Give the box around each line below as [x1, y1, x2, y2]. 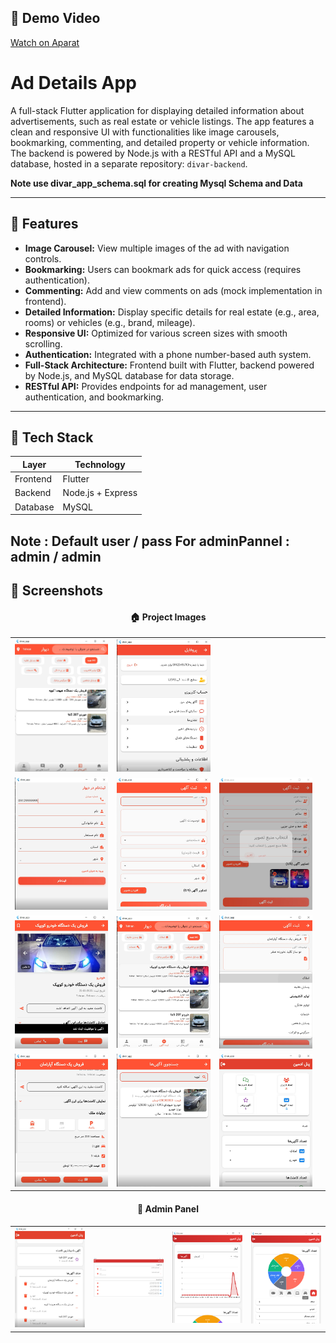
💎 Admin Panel [137, 1203, 199, 1215]
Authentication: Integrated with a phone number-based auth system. [24, 348, 312, 360]
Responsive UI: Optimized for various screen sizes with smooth [24, 327, 288, 339]
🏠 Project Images [129, 611, 207, 623]
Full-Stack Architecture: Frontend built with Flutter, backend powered [24, 359, 315, 371]
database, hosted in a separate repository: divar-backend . [10, 157, 248, 170]
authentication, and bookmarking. [24, 391, 165, 403]
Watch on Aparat [10, 36, 80, 48]
